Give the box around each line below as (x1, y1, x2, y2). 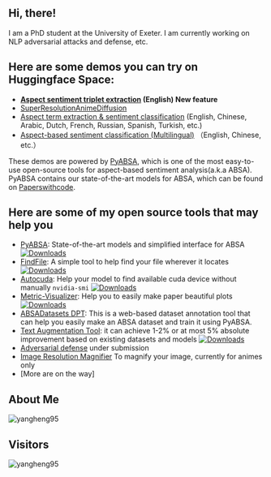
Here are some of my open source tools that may (8, 206, 259, 220)
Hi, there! (8, 6, 57, 20)
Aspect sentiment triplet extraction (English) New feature (19, 94, 218, 104)
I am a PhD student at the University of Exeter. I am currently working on (8, 28, 250, 37)
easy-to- (225, 156, 255, 165)
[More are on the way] (19, 369, 95, 379)
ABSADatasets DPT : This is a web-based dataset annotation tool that (19, 308, 251, 319)
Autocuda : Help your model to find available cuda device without (19, 274, 237, 284)
